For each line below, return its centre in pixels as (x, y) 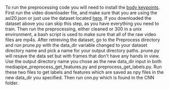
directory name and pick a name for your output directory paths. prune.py (82, 51)
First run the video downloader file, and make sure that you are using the (81, 13)
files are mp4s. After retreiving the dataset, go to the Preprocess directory (83, 40)
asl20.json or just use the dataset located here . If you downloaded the (78, 18)
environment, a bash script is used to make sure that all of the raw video (81, 34)
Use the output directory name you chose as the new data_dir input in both (83, 61)
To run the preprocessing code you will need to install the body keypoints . (82, 7)
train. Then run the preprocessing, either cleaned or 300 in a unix (74, 29)
